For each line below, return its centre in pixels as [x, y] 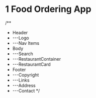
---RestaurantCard [31, 64]
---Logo [21, 38]
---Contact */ [26, 91]
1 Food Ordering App [48, 9]
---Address [24, 85]
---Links [21, 80]
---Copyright [26, 75]
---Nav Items [26, 43]
